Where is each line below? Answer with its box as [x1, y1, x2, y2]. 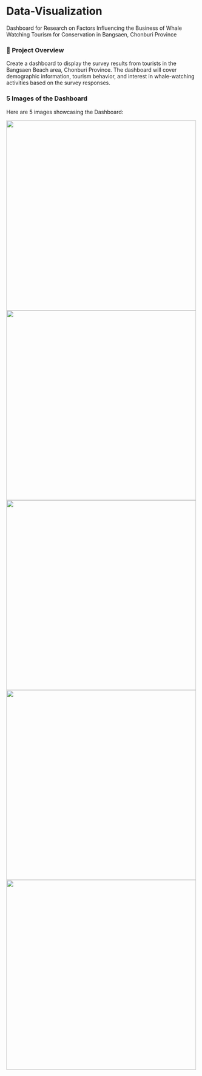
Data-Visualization [6, 4, 103, 18]
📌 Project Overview [6, 46, 64, 54]
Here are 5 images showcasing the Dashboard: [6, 108, 124, 115]
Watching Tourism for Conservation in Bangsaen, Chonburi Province [6, 30, 177, 38]
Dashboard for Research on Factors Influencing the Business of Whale [6, 24, 182, 32]
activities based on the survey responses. [6, 79, 110, 86]
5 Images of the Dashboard [6, 94, 88, 103]
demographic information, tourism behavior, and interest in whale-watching [6, 73, 195, 80]
